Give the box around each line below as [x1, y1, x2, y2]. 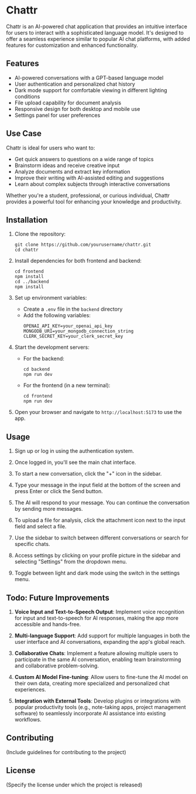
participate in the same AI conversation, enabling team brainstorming [14, 656, 181, 663]
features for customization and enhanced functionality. [6, 42, 139, 49]
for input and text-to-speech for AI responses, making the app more [14, 615, 178, 622]
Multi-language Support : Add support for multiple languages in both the [14, 632, 190, 639]
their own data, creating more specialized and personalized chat [14, 680, 170, 687]
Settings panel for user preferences [14, 111, 101, 118]
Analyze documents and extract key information [14, 168, 130, 175]
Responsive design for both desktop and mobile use [14, 105, 140, 112]
